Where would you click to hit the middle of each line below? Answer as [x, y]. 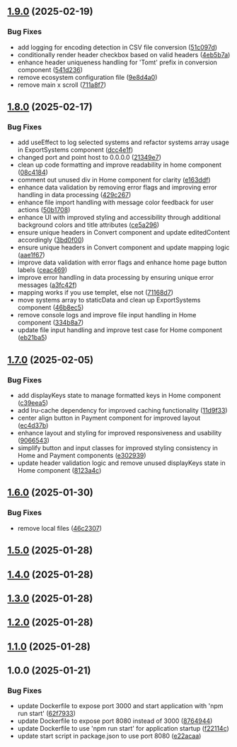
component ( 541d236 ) [50, 69]
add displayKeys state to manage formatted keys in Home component [119, 396]
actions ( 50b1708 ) [44, 210]
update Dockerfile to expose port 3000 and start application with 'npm [120, 706]
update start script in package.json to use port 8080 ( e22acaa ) [109, 736]
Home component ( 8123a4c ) [59, 471]
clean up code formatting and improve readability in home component [119, 165]
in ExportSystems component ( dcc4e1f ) [75, 150]
